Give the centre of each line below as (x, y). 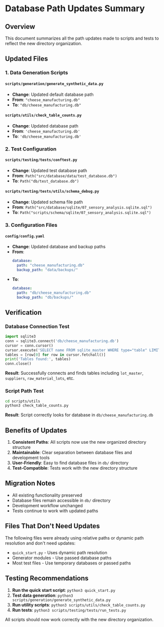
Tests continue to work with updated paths (55, 511)
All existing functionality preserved (47, 495)
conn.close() (18, 364)
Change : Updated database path (45, 126)
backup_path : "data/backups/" (47, 270)
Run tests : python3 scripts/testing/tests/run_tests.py (69, 610)
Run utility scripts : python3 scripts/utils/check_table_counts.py (79, 605)
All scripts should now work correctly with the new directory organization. (79, 619)
